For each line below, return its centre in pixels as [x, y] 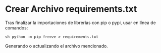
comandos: [17, 27]
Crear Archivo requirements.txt [71, 9]
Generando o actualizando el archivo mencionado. [56, 46]
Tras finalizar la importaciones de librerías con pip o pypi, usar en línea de [80, 23]
